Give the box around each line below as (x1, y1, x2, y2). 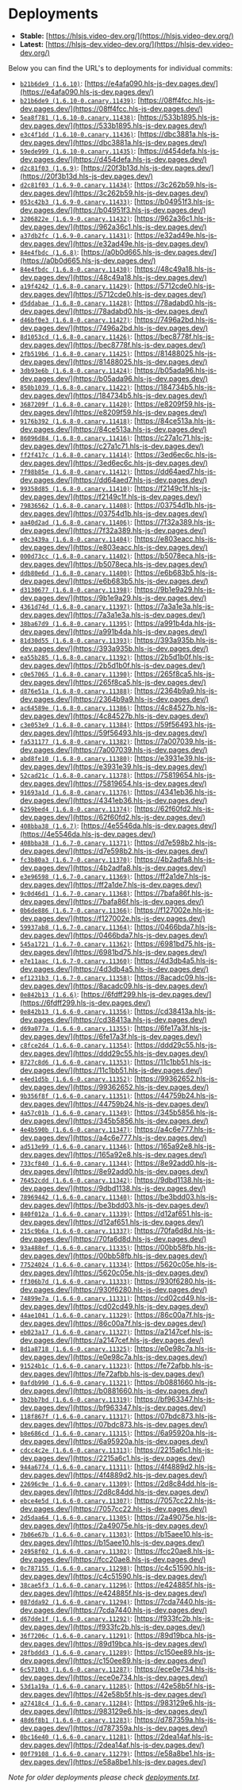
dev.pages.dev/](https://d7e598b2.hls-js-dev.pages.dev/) (19, 846, 209, 856)
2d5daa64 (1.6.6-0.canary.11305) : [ (19, 1512, 137, 1522)
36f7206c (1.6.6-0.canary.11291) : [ (19, 1630, 137, 1640)
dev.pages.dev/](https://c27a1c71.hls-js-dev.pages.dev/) (19, 441, 204, 451)
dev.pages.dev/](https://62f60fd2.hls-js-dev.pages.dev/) (19, 812, 206, 822)
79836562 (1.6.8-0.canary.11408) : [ (19, 500, 137, 510)
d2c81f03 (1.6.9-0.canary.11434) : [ (19, 179, 137, 189)
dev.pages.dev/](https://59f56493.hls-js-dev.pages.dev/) (19, 728, 208, 737)
